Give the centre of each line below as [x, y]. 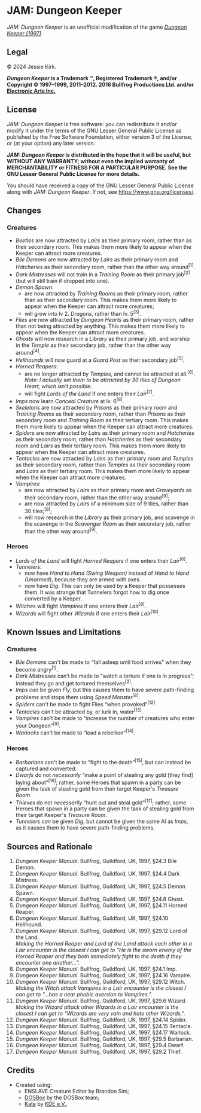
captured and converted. [46, 769]
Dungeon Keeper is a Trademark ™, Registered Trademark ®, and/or [92, 78]
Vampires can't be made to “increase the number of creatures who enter [105, 718]
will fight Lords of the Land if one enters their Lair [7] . [89, 393]
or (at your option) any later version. [51, 143]
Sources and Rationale [50, 847]
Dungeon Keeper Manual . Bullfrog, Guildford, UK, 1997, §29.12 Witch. [100, 982]
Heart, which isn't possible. [58, 386]
